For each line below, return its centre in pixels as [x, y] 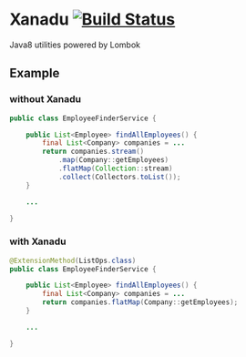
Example [35, 73]
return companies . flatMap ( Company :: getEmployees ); [140, 302]
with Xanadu [38, 241]
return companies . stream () [93, 152]
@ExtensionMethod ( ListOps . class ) [73, 260]
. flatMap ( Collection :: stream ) [115, 168]
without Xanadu [46, 99]
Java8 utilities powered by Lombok [75, 45]
